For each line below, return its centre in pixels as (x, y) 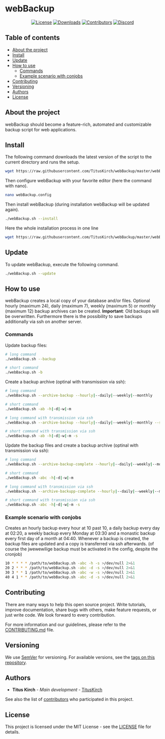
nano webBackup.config (28, 195)
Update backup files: (26, 345)
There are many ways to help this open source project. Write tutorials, (76, 604)
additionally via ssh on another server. (44, 322)
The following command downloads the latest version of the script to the (79, 157)
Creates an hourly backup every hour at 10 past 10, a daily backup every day (82, 528)
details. (13, 732)
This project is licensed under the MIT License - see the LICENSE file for (78, 727)
